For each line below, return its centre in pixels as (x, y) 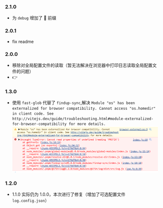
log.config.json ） (31, 200)
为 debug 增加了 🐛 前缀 (34, 18)
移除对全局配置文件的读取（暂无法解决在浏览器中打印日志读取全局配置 (82, 65)
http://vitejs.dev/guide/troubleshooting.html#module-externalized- (83, 119)
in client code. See (33, 114)
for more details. (87, 124)
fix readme (23, 41)
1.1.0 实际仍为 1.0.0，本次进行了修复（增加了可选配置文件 (69, 194)
